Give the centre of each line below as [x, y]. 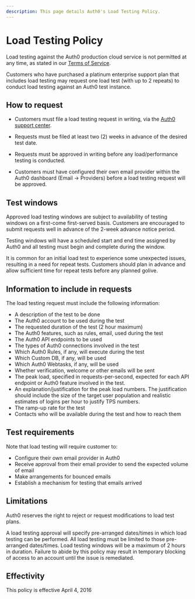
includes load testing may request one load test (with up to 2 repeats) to [93, 80]
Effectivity [25, 576]
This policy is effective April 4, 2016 [49, 590]
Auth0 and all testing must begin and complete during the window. [86, 247]
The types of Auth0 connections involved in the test [77, 345]
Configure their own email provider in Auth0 [67, 458]
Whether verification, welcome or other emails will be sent [84, 370]
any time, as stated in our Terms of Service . [58, 63]
